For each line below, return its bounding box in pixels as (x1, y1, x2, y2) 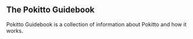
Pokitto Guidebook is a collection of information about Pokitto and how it (6, 20, 187, 28)
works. (6, 27, 24, 34)
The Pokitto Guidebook (6, 5, 95, 15)
